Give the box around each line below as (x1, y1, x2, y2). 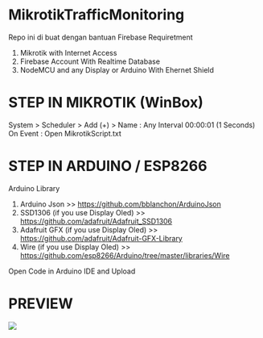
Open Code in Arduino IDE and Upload (8, 266, 136, 276)
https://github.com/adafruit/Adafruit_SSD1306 (19, 216, 173, 226)
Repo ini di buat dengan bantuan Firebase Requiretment (8, 32, 193, 42)
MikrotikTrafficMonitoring (8, 6, 185, 24)
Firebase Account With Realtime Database (19, 56, 161, 66)
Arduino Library (8, 183, 60, 193)
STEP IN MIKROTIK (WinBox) (8, 94, 203, 112)
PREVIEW (8, 294, 74, 312)
